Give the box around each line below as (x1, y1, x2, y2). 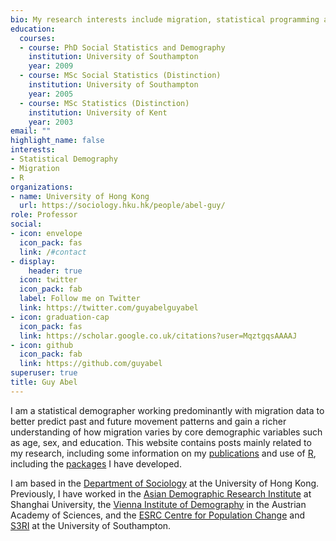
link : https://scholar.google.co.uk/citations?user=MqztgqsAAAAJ (19, 331, 298, 341)
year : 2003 (28, 117, 74, 127)
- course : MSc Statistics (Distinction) (19, 98, 190, 108)
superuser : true (10, 368, 78, 378)
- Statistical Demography (10, 154, 118, 164)
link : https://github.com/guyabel (19, 359, 163, 369)
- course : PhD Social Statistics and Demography (19, 42, 226, 53)
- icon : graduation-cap (10, 312, 110, 322)
